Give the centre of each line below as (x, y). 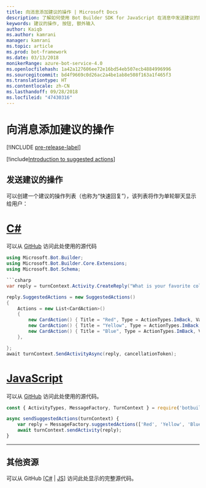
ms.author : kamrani (31, 35)
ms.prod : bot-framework (37, 52)
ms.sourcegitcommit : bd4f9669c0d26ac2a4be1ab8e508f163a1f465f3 (89, 75)
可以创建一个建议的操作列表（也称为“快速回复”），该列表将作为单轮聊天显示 (101, 196)
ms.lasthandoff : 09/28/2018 (42, 92)
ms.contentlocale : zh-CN (38, 86)
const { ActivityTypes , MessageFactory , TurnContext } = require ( (93, 408)
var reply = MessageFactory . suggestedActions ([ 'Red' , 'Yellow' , (101, 425)
